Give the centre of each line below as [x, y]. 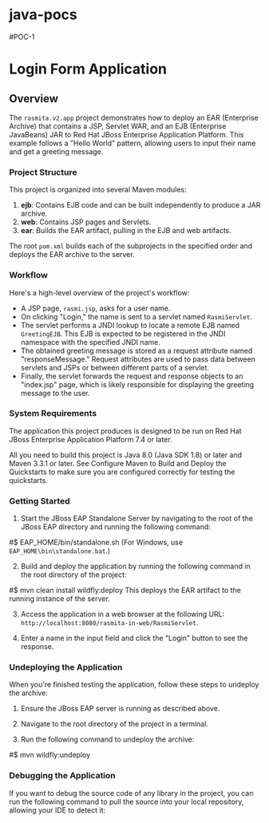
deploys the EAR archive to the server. [72, 255]
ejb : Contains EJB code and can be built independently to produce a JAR [140, 205]
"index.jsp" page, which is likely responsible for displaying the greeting [137, 384]
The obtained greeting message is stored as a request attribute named [136, 350]
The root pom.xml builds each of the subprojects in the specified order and [131, 246]
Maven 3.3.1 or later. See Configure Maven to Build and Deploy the [118, 463]
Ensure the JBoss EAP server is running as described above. [120, 709]
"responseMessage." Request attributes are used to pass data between [138, 359]
